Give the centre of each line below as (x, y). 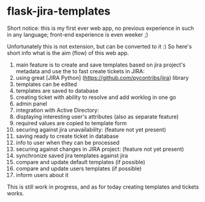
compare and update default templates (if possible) (80, 162)
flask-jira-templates (59, 11)
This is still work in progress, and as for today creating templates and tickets (103, 187)
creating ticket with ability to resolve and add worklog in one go (96, 97)
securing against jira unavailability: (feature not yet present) (91, 129)
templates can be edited (46, 84)
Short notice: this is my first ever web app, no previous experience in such (101, 28)
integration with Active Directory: (58, 110)
